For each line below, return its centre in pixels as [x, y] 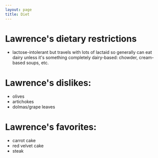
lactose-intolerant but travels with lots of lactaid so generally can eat [82, 52]
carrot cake [24, 141]
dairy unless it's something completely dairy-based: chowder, [75, 58]
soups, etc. [38, 63]
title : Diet [17, 14]
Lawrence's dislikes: [48, 83]
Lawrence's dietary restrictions [71, 39]
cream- [146, 58]
